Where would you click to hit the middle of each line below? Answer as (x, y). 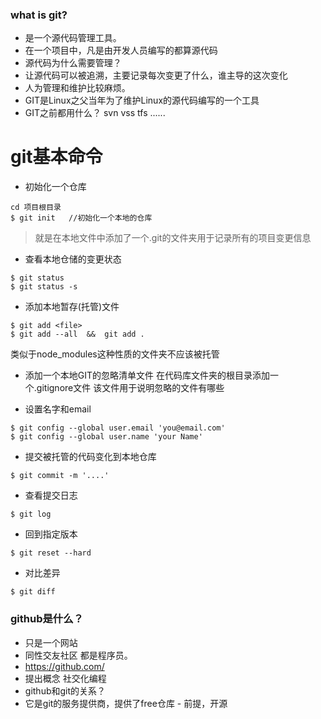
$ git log (31, 514)
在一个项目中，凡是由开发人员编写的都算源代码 (121, 50)
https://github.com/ (64, 666)
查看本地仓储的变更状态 (73, 259)
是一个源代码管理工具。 (73, 38)
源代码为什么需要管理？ (73, 63)
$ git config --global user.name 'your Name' (106, 437)
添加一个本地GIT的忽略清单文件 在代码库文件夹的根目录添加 (147, 375)
